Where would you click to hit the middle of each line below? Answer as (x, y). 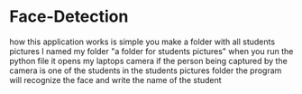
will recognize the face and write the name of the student (116, 80)
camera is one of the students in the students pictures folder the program (146, 70)
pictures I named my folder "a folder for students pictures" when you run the (151, 51)
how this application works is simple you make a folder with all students (142, 42)
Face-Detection (69, 17)
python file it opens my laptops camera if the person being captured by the (149, 61)
